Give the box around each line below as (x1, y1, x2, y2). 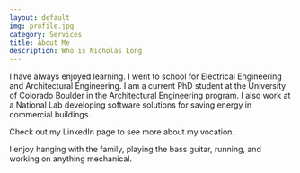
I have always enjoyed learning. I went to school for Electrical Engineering (9, 71, 282, 82)
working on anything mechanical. (9, 153, 133, 164)
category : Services (9, 30, 83, 39)
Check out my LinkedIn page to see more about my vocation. (9, 126, 235, 137)
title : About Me (9, 38, 70, 48)
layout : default (9, 13, 70, 22)
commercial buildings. (9, 109, 92, 120)
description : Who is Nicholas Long (9, 47, 143, 56)
